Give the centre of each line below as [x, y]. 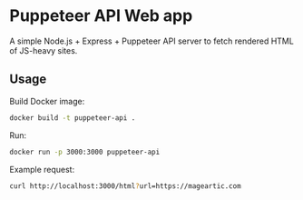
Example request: [42, 169]
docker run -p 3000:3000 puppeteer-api [85, 152]
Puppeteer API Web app [101, 16]
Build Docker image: [47, 101]
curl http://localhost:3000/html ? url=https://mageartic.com [126, 186]
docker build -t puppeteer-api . [73, 118]
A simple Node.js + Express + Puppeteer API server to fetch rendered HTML [152, 41]
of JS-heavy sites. [44, 50]
